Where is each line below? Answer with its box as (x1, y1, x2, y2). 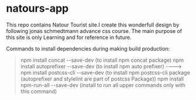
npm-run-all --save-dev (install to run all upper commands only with (20, 81, 186, 88)
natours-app (6, 2, 69, 15)
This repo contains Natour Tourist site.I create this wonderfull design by (6, 21, 180, 28)
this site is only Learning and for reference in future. (6, 34, 132, 41)
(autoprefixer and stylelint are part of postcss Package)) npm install (20, 75, 184, 82)
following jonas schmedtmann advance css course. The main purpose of (6, 27, 183, 34)
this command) (20, 88, 58, 95)
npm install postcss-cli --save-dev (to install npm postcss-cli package (20, 69, 191, 76)
